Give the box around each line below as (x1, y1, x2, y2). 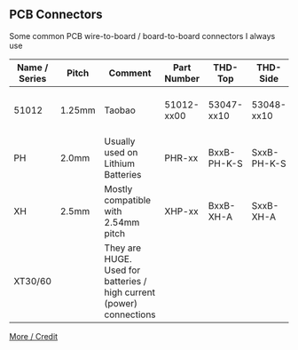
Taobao (104, 104, 136, 116)
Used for (104, 264, 141, 276)
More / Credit (9, 330, 59, 341)
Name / (16, 61, 49, 74)
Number (164, 72, 200, 84)
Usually (104, 135, 136, 147)
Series (19, 72, 47, 84)
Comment (108, 67, 152, 79)
